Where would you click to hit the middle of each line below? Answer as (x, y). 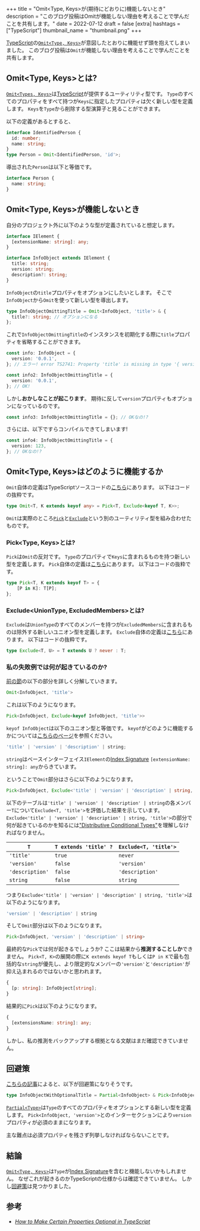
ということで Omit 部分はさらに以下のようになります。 (71, 779)
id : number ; (26, 138)
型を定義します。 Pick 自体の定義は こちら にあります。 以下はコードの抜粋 (96, 564)
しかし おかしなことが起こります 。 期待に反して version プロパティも (89, 398)
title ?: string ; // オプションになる (55, 317)
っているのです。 (42, 406)
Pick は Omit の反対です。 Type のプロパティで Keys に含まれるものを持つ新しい (98, 556)
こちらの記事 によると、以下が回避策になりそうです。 (71, 1084)
